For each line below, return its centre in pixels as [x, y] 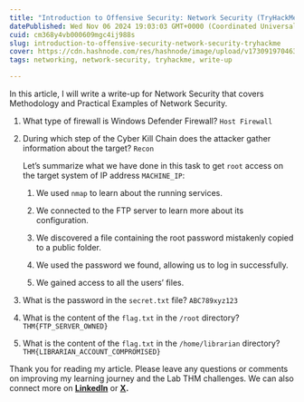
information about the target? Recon [88, 148]
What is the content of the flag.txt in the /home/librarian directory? [151, 343]
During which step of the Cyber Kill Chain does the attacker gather [147, 138]
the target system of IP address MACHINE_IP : [104, 175]
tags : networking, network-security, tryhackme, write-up [121, 60]
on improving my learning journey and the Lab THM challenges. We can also [152, 378]
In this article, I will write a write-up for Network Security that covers [137, 93]
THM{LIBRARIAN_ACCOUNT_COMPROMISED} [91, 352]
